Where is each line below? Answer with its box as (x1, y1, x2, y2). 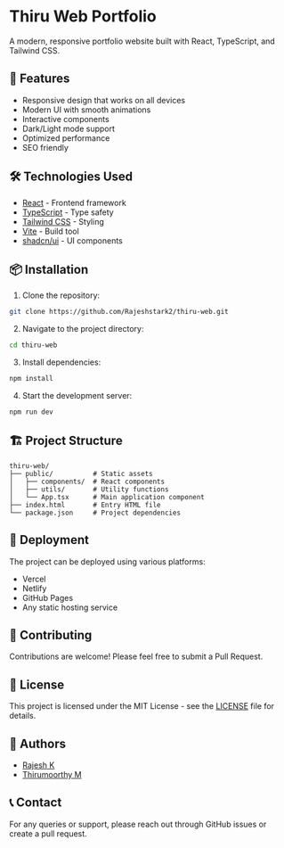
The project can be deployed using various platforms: (9, 556, 207, 567)
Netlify (21, 582, 47, 594)
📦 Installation (9, 261, 89, 277)
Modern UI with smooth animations (21, 104, 151, 115)
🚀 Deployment (9, 532, 89, 547)
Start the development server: (21, 391, 133, 400)
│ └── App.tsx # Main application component (9, 492, 205, 501)
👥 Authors (9, 736, 67, 751)
